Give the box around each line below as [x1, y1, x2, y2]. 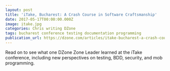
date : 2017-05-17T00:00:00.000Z [5, 17, 73, 22]
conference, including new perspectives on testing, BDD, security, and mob [5, 54, 163, 60]
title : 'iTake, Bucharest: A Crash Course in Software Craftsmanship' [5, 12, 157, 17]
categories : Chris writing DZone [5, 26, 76, 31]
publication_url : [5, 36, 42, 41]
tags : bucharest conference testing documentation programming [5, 31, 142, 36]
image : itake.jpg [5, 21, 42, 27]
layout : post [5, 7, 33, 13]
